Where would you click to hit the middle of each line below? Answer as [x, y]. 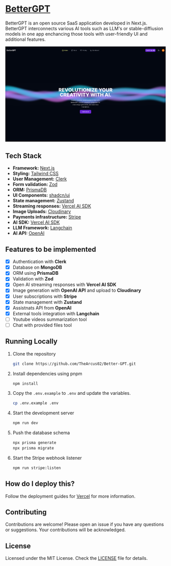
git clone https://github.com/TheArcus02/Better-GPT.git [74, 364]
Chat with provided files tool [42, 325]
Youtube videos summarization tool [50, 319]
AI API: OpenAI [28, 233]
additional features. [25, 39]
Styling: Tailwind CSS [36, 174]
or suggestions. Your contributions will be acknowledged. [66, 530]
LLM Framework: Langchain [42, 228]
